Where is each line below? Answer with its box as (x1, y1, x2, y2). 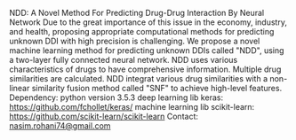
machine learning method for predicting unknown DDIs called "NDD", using (9, 45, 284, 56)
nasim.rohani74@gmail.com (9, 121, 111, 131)
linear (9, 83, 30, 93)
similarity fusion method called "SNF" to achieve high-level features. (31, 83, 283, 93)
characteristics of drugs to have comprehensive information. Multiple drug (9, 64, 282, 74)
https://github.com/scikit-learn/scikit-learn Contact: (9, 111, 198, 121)
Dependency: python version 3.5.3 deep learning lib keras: (9, 92, 224, 103)
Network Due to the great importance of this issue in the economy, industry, (9, 17, 287, 27)
